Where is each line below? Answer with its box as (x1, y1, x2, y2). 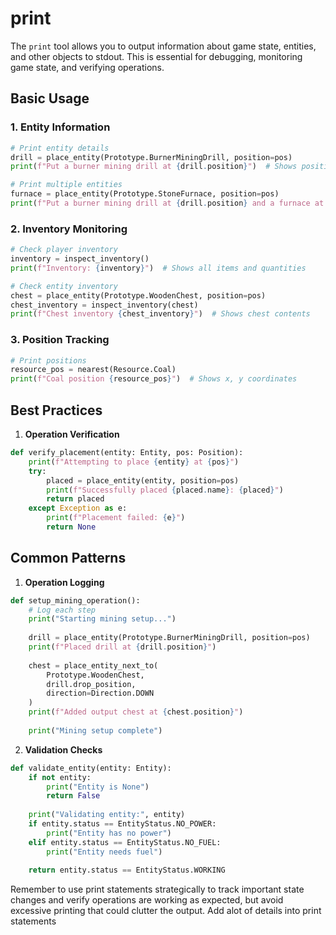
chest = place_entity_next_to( (28, 660, 159, 671)
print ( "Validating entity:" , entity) (28, 810, 186, 820)
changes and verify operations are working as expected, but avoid (10, 894, 284, 906)
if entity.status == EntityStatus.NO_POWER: (28, 819, 217, 829)
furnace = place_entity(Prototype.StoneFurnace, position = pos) (10, 189, 280, 199)
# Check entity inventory (10, 281, 118, 291)
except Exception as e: (28, 503, 128, 514)
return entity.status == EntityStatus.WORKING (28, 865, 226, 876)
